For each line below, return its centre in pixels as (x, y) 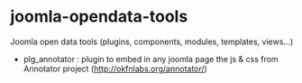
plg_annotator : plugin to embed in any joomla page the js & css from (151, 59)
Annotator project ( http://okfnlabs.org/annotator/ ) (115, 69)
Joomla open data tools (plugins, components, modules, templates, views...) (152, 41)
